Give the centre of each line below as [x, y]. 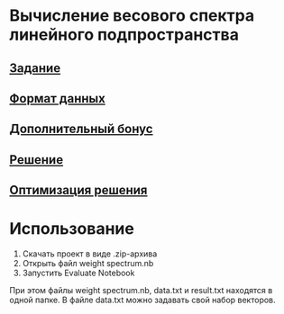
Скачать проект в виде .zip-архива [90, 254]
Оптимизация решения [78, 190]
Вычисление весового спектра [132, 16]
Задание [35, 68]
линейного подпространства [124, 35]
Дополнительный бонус [81, 129]
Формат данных [57, 99]
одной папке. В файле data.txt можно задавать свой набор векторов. [143, 300]
